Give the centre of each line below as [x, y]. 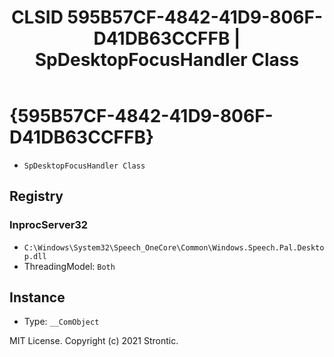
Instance [37, 297]
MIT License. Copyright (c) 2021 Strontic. [94, 341]
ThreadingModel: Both [69, 266]
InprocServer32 [49, 225]
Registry [36, 196]
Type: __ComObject [61, 322]
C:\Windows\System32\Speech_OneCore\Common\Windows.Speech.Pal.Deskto [174, 247]
